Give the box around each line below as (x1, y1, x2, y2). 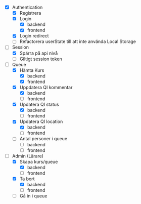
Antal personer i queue (19, 136, 68, 142)
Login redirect (19, 33, 49, 39)
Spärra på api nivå (19, 50, 58, 56)
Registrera (19, 10, 41, 16)
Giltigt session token (19, 56, 63, 62)
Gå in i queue (19, 193, 48, 199)
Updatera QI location (19, 118, 63, 125)
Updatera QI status (19, 101, 59, 108)
